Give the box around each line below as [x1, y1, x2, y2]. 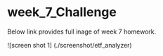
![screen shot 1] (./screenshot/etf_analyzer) [7, 41, 132, 49]
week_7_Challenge [7, 4, 117, 20]
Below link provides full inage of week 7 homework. [7, 27, 157, 36]
